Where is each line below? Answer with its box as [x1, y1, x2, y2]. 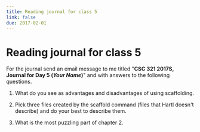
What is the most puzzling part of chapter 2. [14, 119, 124, 126]
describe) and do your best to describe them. [14, 108, 127, 115]
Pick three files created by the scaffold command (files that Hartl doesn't [14, 101, 194, 108]
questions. [6, 78, 32, 85]
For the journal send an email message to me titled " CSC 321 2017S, [6, 65, 174, 72]
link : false [6, 14, 36, 20]
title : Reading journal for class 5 [6, 8, 97, 15]
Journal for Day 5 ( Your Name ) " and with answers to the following [6, 72, 170, 79]
